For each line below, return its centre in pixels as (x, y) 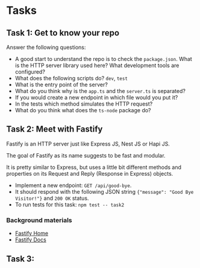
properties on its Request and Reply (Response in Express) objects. (90, 173)
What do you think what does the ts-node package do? (83, 110)
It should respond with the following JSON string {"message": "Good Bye (104, 191)
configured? (30, 72)
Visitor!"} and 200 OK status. (52, 198)
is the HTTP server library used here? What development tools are (97, 65)
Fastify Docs (30, 240)
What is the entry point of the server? (61, 85)
